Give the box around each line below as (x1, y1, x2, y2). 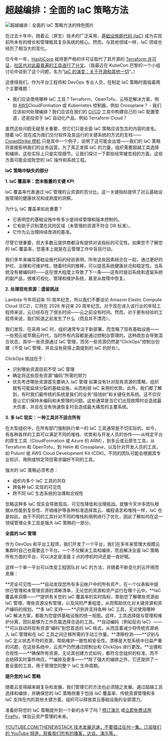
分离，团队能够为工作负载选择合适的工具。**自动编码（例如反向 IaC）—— (9, 619, 162, 625)
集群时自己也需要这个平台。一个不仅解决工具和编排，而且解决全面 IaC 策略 (5, 547, 159, 553)
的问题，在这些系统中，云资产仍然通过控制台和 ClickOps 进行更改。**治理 (5, 644, 158, 650)
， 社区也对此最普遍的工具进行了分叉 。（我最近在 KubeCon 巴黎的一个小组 (9, 62, 160, 68)
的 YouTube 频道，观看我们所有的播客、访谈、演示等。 (5, 730, 118, 736)
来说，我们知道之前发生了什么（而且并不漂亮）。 (13, 315, 112, 321)
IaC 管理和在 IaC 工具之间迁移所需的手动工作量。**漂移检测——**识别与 (10, 631, 160, 637)
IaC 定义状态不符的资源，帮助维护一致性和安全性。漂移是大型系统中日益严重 (5, 637, 162, 643)
